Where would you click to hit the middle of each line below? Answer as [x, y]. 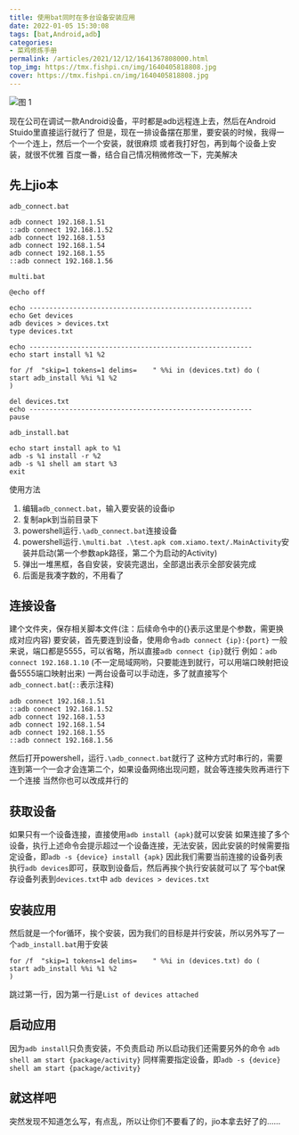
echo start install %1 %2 [57, 354]
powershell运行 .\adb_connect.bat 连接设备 [100, 530]
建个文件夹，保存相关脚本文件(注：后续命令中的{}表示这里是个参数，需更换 [147, 629]
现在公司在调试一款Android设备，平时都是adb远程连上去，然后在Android [142, 120]
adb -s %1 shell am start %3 [63, 464]
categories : [31, 42]
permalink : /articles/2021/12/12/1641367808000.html [109, 59]
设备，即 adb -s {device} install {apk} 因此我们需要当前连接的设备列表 [149, 857]
